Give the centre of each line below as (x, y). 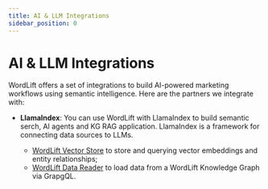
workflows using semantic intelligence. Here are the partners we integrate (131, 94)
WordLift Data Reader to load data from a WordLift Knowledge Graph (146, 168)
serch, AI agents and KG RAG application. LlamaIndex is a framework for (140, 126)
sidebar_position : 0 (43, 23)
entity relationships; (65, 159)
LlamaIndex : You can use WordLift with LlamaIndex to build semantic (134, 118)
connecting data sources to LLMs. (76, 135)
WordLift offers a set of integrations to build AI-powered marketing (119, 85)
